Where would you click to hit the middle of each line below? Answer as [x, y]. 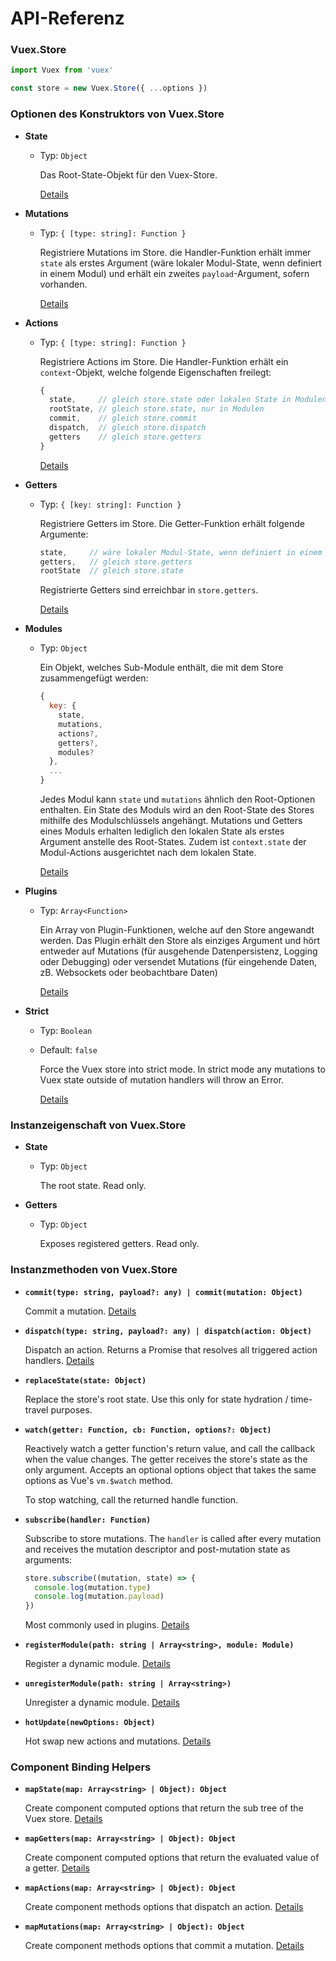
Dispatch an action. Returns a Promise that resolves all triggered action [171, 1349]
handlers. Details [59, 1360]
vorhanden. [63, 284]
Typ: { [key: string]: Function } [110, 504]
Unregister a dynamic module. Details [102, 1703]
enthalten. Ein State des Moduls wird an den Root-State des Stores [177, 810]
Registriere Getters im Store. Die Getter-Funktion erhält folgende [172, 523]
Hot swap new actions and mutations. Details [118, 1741]
